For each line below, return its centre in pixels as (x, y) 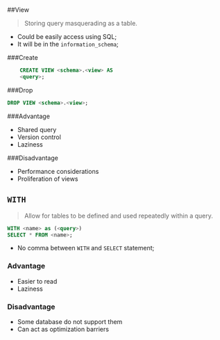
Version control (39, 137)
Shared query (37, 129)
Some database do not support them (70, 321)
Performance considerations (58, 171)
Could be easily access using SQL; (67, 37)
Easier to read (37, 281)
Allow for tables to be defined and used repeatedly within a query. (119, 216)
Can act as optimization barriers (63, 329)
